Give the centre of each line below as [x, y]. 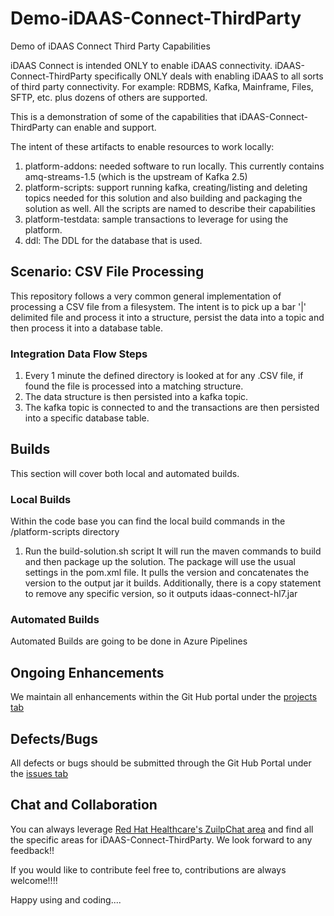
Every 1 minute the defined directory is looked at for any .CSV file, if [164, 376]
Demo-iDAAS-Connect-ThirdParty [156, 18]
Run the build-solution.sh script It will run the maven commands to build [173, 551]
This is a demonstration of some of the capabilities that [124, 116]
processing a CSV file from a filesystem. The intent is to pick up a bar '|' [158, 306]
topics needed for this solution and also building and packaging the [163, 198]
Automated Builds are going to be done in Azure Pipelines [129, 641]
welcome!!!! [34, 880]
